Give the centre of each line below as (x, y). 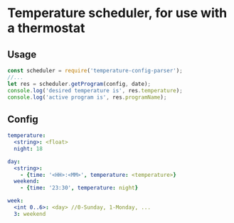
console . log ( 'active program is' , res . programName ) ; (87, 97)
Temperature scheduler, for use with (117, 13)
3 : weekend (30, 214)
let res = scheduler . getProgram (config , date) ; (79, 84)
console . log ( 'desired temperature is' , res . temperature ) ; (95, 90)
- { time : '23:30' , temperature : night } (79, 188)
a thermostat (46, 28)
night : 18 (28, 148)
